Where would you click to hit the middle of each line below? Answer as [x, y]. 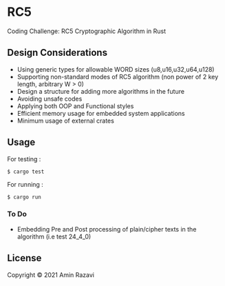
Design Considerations [57, 53]
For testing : [24, 159]
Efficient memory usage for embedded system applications [101, 113]
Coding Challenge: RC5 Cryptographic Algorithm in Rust [87, 31]
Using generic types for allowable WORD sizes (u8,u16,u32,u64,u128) [116, 69]
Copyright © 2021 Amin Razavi [51, 275]
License [24, 258]
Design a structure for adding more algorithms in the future [100, 91]
